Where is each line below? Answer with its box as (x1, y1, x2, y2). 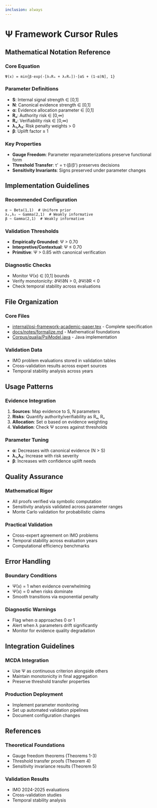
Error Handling (5, 557, 51, 565)
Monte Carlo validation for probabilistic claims (12, 509, 105, 515)
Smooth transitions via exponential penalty (12, 594, 99, 600)
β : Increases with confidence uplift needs (12, 458, 96, 464)
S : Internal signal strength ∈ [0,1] (12, 97, 79, 103)
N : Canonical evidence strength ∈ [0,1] (12, 102, 91, 108)
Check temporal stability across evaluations (12, 283, 101, 289)
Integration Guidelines (5, 642, 75, 650)
